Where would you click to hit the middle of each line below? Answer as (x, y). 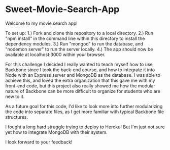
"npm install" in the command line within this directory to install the (75, 38)
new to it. (15, 96)
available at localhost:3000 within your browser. (55, 55)
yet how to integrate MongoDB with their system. (56, 132)
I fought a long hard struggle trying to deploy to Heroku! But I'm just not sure (85, 127)
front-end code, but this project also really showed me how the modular (80, 86)
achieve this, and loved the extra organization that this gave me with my (80, 80)
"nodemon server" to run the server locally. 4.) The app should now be (79, 49)
